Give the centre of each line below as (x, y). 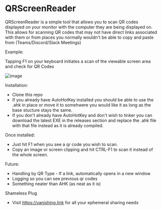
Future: (12, 164)
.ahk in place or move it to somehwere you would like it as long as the (81, 105)
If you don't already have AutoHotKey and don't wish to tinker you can (82, 115)
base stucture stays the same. (42, 110)
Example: (14, 52)
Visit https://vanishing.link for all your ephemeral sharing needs (75, 202)
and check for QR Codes (30, 66)
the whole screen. (30, 154)
